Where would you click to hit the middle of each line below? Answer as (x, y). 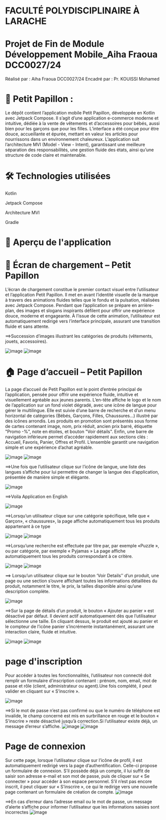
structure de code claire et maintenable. (46, 155)
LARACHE (26, 21)
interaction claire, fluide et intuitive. (41, 632)
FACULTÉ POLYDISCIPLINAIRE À (72, 11)
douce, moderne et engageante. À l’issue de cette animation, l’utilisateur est (83, 316)
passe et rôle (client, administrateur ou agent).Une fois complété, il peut (79, 686)
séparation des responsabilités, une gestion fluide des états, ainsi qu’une (80, 150)
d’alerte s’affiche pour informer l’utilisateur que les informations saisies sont (82, 807)
